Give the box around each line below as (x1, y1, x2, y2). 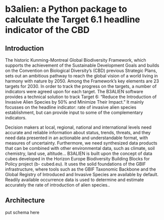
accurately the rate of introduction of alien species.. (5, 182, 110, 188)
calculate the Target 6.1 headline (5, 14, 140, 25)
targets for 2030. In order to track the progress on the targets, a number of (5, 83, 157, 89)
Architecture (5, 196, 45, 205)
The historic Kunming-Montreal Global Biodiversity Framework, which (5, 57, 146, 63)
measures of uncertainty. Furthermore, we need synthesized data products (5, 140, 158, 146)
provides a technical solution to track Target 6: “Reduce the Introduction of (5, 94, 157, 100)
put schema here (5, 209, 39, 215)
